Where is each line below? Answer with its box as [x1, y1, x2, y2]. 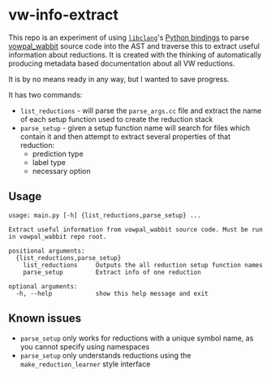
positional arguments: [8, 246, 85, 255]
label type [32, 157, 67, 167]
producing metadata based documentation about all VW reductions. [8, 58, 235, 68]
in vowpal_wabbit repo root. [8, 232, 107, 240]
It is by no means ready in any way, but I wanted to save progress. [8, 74, 230, 84]
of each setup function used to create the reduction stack [19, 114, 213, 123]
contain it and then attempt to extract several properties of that [19, 132, 231, 141]
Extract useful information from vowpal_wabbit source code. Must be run [8, 225, 264, 233]
